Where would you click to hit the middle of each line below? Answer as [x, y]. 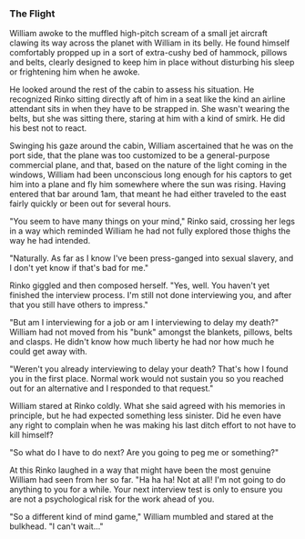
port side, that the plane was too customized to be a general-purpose [140, 155]
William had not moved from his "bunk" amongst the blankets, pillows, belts [151, 332]
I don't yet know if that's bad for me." [79, 268]
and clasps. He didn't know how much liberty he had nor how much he [142, 342]
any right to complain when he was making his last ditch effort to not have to [153, 425]
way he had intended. [50, 241]
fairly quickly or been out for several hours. [90, 204]
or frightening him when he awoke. [75, 72]
